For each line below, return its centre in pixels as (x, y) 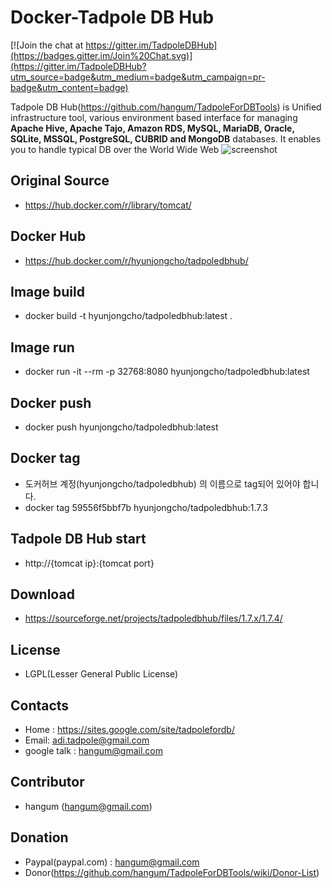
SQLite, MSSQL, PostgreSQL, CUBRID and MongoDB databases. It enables (166, 138)
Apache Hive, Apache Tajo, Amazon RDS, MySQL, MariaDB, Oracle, (152, 128)
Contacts (40, 705)
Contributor (47, 782)
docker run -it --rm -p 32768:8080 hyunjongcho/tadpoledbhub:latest (167, 372)
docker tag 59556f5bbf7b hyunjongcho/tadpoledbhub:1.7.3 (146, 507)
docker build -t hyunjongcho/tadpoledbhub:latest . (128, 316)
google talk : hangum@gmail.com (93, 751)
